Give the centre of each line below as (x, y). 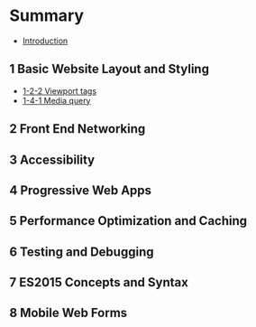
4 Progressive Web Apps (80, 190)
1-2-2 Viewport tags (59, 90)
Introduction (45, 41)
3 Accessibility (52, 159)
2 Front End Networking (78, 129)
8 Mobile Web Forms (69, 313)
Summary (46, 16)
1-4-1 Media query (56, 100)
